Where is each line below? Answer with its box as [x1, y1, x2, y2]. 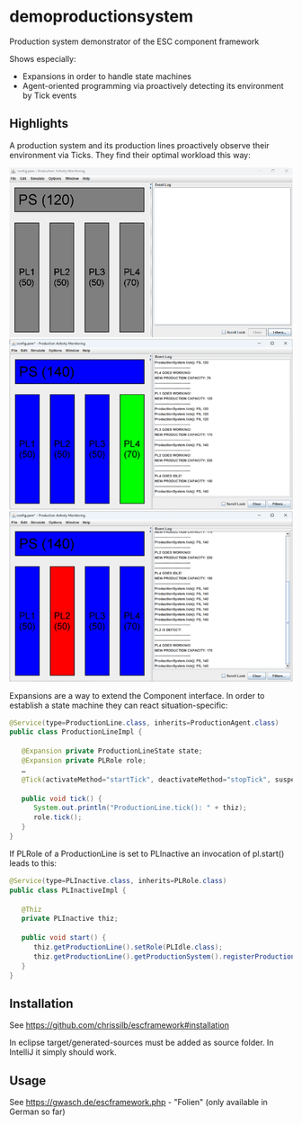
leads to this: [9, 857, 57, 869]
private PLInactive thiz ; [21, 915, 119, 924]
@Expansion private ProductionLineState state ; [21, 746, 203, 756]
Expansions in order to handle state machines [22, 70, 191, 82]
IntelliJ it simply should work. [9, 1047, 117, 1058]
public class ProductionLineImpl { [9, 728, 143, 737]
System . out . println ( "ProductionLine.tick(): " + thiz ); [32, 803, 247, 813]
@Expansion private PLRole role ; [21, 756, 147, 765]
